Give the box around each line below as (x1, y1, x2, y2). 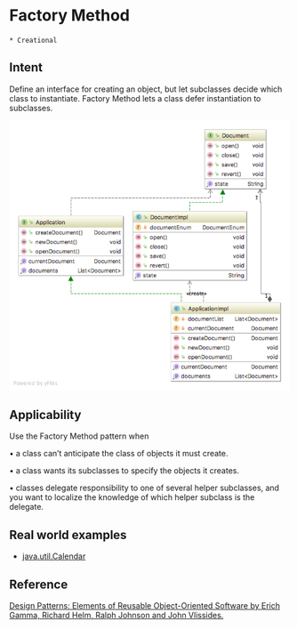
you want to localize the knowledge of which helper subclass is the (9, 492, 255, 503)
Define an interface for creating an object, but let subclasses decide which (9, 84, 283, 94)
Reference (9, 577, 68, 592)
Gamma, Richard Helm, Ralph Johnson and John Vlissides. (9, 609, 224, 620)
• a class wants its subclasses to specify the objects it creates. (9, 465, 240, 476)
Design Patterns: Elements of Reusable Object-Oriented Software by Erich (9, 600, 280, 610)
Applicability (9, 407, 82, 423)
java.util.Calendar (21, 551, 86, 561)
